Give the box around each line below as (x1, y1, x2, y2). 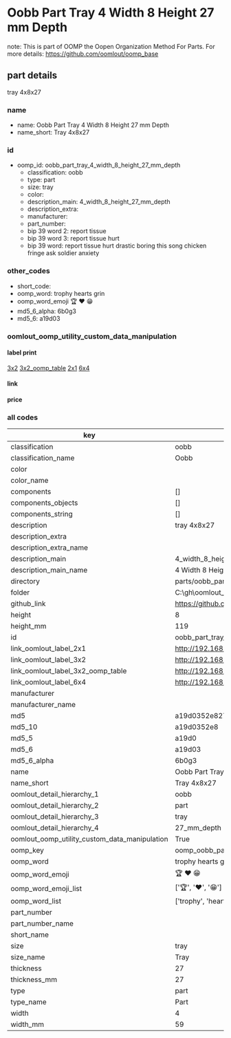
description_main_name (10, 566, 88, 575)
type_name (10, 997, 47, 1007)
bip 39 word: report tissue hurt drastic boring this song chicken (27, 241, 207, 250)
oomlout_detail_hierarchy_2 (10, 801, 99, 810)
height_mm (10, 621, 47, 631)
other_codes (7, 266, 50, 276)
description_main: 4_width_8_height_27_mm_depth (27, 198, 170, 206)
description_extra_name (10, 543, 88, 552)
